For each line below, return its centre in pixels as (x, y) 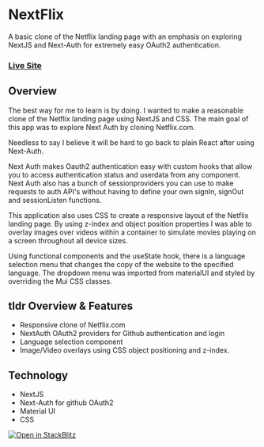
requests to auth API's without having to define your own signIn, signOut (126, 191)
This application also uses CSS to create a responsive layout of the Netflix (128, 215)
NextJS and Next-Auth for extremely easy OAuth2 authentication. (115, 44)
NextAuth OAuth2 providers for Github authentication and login (122, 334)
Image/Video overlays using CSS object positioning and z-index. (124, 350)
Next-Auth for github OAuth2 (66, 403)
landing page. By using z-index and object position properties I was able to (130, 223)
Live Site (25, 65)
